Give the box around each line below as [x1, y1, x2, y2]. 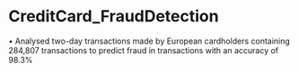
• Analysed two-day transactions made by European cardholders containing [8, 36, 291, 46]
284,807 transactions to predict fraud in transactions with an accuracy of [8, 44, 279, 55]
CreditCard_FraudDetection [8, 6, 219, 27]
